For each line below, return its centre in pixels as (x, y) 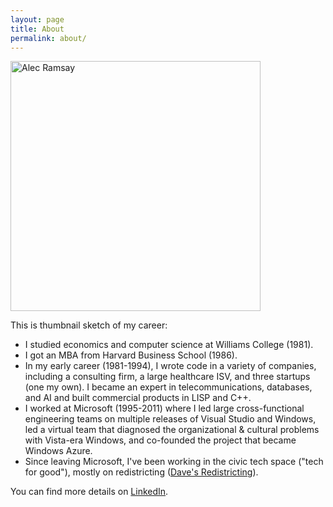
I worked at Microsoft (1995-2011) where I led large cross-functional (164, 408)
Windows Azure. (58, 451)
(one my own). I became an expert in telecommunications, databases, (168, 387)
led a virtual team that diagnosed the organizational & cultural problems (172, 430)
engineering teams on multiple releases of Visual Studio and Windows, (170, 419)
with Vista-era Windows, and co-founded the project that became (160, 440)
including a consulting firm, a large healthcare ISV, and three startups (167, 377)
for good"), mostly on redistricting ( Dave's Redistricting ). (141, 472)
